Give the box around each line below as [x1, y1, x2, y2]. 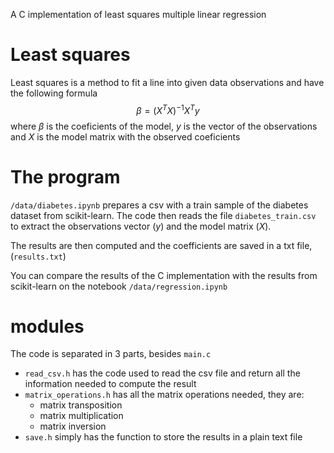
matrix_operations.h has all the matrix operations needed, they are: [24, 389, 305, 401]
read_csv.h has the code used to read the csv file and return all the [24, 367, 301, 379]
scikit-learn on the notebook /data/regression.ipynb [10, 280, 228, 292]
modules [10, 315, 85, 338]
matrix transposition [39, 399, 123, 411]
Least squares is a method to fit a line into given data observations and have [10, 76, 325, 88]
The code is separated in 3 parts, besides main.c [10, 348, 212, 360]
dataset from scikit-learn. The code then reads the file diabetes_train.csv [10, 209, 317, 221]
